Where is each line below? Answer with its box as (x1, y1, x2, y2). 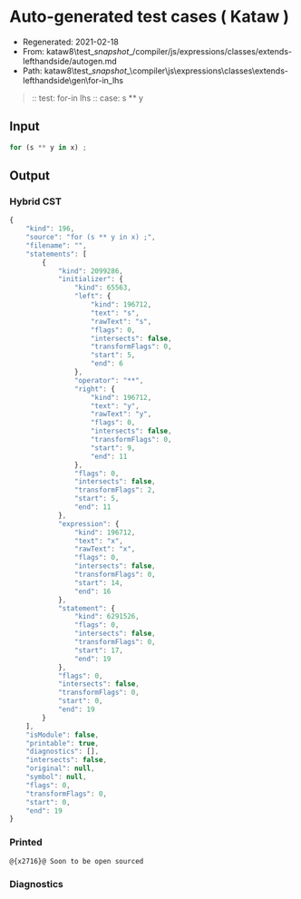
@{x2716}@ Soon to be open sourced (9, 856, 144, 865)
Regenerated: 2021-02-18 (22, 36, 120, 47)
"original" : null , (25, 764, 95, 773)
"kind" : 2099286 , (57, 266, 124, 276)
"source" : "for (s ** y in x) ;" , (25, 233, 156, 242)
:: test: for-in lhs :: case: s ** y (31, 93, 143, 103)
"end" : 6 (90, 359, 124, 368)
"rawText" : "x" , (73, 544, 136, 554)
